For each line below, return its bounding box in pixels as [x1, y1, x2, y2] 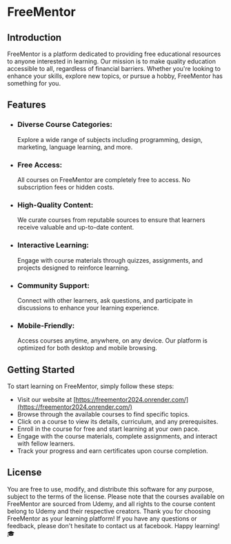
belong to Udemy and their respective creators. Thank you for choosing [7, 507, 211, 515]
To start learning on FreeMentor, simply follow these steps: [7, 382, 174, 390]
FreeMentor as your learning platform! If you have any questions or [7, 514, 197, 523]
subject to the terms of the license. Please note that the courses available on [7, 492, 225, 501]
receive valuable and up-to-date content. [17, 223, 134, 232]
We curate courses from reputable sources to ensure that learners [17, 216, 205, 224]
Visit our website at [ [17, 395, 76, 403]
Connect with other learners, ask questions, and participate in [17, 296, 193, 304]
